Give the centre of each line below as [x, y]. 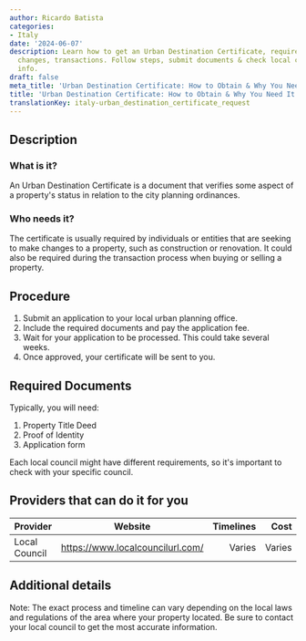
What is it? [33, 165]
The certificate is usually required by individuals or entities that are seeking [150, 239]
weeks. [36, 347]
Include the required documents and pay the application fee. [136, 328]
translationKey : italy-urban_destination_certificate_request [130, 103]
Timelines [235, 526]
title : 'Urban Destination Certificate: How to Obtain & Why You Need [146, 94]
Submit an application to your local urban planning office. [130, 318]
